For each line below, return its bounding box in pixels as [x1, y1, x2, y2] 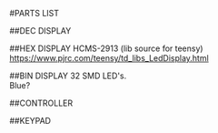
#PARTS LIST [9, 8, 60, 18]
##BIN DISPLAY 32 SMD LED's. [9, 70, 127, 81]
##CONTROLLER [9, 97, 74, 108]
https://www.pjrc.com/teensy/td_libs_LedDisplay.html [9, 53, 209, 63]
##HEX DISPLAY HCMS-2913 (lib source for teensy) [9, 43, 203, 54]
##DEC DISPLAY [9, 26, 72, 36]
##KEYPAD [9, 116, 52, 126]
